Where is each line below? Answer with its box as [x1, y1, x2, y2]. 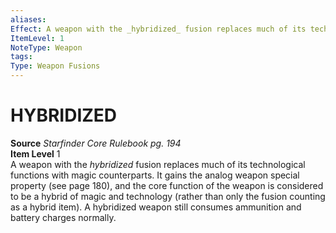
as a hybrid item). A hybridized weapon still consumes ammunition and [10, 201, 302, 213]
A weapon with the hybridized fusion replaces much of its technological [10, 158, 306, 170]
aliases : [10, 14, 47, 25]
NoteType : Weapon [10, 42, 83, 53]
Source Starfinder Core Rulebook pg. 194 [10, 137, 182, 149]
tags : [10, 52, 33, 62]
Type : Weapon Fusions [10, 61, 101, 71]
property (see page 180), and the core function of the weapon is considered [10, 179, 324, 191]
